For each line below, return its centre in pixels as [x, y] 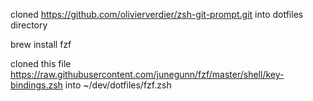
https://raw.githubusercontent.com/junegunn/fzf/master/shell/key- [147, 74]
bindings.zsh [36, 85]
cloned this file [41, 63]
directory [29, 25]
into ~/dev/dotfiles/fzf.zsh [118, 85]
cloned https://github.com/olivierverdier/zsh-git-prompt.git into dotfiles [157, 14]
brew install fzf [41, 44]
